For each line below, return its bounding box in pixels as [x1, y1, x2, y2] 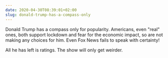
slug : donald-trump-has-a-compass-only [5, 12, 91, 17]
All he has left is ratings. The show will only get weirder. [5, 47, 123, 53]
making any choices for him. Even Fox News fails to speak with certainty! [5, 37, 160, 43]
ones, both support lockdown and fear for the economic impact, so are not [5, 32, 163, 38]
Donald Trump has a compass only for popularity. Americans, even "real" [5, 26, 160, 32]
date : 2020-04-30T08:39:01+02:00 [5, 7, 77, 13]
